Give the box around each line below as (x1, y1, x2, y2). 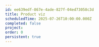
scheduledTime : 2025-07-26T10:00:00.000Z (5, 16, 92, 21)
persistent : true (5, 35, 41, 40)
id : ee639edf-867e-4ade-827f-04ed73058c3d (5, 7, 94, 12)
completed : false (5, 21, 41, 26)
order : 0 (5, 30, 23, 35)
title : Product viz (5, 12, 46, 17)
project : (5, 25, 23, 30)
